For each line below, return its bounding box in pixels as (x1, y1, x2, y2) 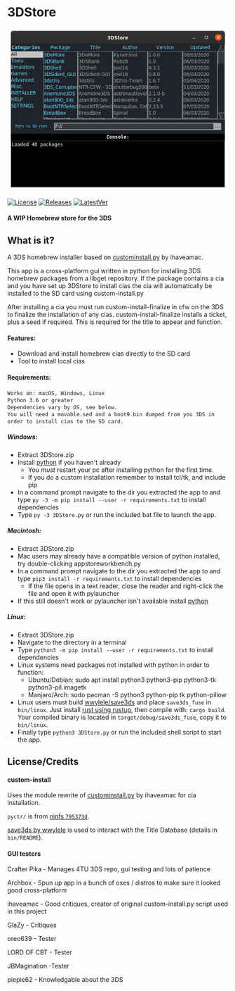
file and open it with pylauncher (27, 589, 119, 597)
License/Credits (7, 755, 79, 768)
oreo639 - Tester (7, 935, 57, 943)
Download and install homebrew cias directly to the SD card (17, 349, 191, 358)
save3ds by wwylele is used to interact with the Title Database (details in (7, 825, 217, 835)
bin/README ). (7, 833, 43, 842)
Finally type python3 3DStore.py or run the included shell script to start (17, 728, 222, 736)
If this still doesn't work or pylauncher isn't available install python (17, 597, 208, 605)
